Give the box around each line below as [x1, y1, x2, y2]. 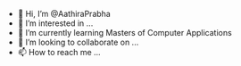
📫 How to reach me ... [17, 47, 101, 57]
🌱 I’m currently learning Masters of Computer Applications [17, 28, 232, 37]
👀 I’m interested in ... [17, 18, 94, 29]
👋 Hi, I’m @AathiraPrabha [17, 9, 112, 19]
